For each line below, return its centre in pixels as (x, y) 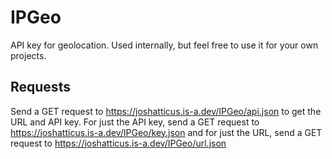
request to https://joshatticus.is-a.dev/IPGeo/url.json (118, 143)
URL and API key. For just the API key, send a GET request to (135, 122)
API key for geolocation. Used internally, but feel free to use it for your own (164, 45)
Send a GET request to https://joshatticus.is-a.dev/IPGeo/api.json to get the (166, 111)
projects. (28, 55)
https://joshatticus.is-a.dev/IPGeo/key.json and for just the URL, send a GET (166, 132)
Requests (40, 87)
